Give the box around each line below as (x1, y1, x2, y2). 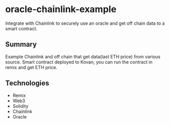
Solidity (12, 103, 29, 109)
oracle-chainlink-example (5, 4, 117, 15)
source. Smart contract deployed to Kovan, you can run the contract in (5, 59, 153, 65)
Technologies (5, 79, 50, 88)
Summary (5, 40, 37, 49)
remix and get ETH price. (5, 64, 57, 70)
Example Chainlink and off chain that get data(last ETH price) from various (5, 53, 161, 59)
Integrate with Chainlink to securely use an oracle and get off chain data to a (5, 20, 165, 26)
